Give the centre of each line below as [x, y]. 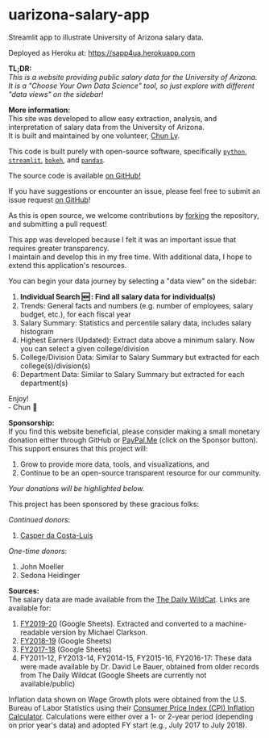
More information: [39, 110]
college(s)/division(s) [55, 366]
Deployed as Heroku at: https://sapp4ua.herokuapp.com [102, 52]
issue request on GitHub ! [50, 199]
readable [35, 632]
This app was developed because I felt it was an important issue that [122, 239]
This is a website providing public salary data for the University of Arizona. [133, 77]
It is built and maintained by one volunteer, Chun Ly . [94, 136]
